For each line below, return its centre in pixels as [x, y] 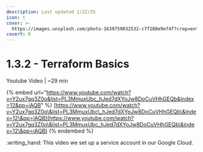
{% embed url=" [27, 93]
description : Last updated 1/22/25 [51, 12]
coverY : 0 [19, 34]
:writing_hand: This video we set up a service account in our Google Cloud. [100, 143]
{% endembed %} [71, 131]
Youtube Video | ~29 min [37, 81]
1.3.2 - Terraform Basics [68, 64]
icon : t [16, 17]
